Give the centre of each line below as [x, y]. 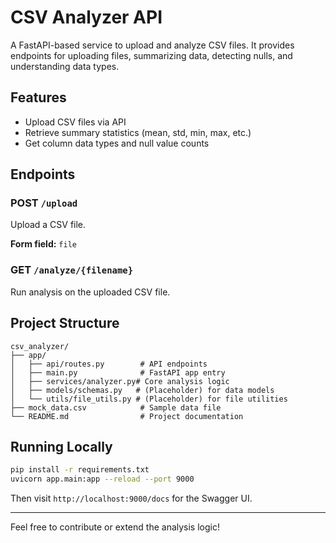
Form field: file [43, 244]
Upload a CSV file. [48, 225]
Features [38, 97]
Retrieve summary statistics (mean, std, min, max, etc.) [138, 132]
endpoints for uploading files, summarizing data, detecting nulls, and [151, 55]
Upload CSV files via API [75, 122]
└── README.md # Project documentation [127, 416]
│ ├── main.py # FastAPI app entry [118, 372]
